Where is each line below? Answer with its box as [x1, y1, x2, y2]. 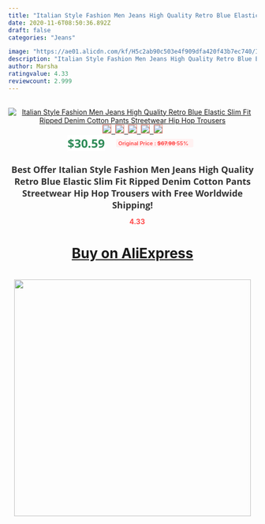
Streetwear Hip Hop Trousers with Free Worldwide [22, 186, 243, 200]
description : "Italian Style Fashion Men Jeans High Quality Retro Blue [8, 55, 252, 63]
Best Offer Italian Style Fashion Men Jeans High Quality [11, 163, 254, 176]
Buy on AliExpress [71, 245, 194, 263]
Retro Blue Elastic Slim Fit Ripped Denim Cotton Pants [14, 174, 251, 188]
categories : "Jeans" [8, 33, 77, 42]
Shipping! [111, 198, 154, 211]
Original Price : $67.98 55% [118, 139, 189, 147]
